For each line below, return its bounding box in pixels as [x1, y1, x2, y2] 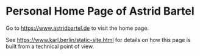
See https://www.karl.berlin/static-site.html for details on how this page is [5, 36, 191, 43]
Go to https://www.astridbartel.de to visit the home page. [5, 24, 149, 32]
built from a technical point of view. [5, 43, 95, 50]
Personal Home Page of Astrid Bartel [5, 4, 195, 18]
